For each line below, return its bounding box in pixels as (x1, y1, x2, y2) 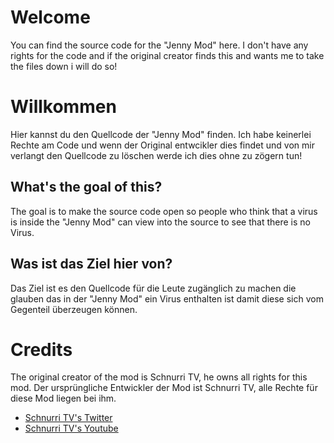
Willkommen (10, 96, 117, 118)
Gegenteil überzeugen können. (10, 303, 138, 315)
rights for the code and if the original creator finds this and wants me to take (10, 49, 325, 61)
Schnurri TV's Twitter (24, 412, 113, 424)
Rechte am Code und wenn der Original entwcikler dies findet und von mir (10, 139, 315, 151)
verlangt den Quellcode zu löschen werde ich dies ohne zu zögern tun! (10, 149, 303, 161)
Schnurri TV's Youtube (24, 422, 119, 435)
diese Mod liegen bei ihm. (10, 392, 117, 405)
